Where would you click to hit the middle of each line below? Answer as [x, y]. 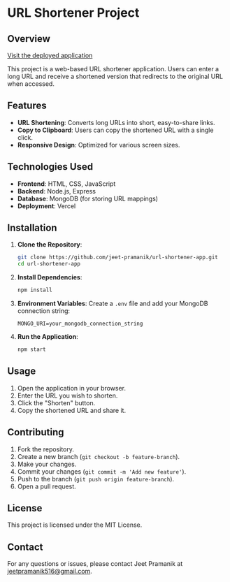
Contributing [36, 432]
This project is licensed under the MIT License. [75, 525]
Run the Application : [48, 337]
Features [27, 106]
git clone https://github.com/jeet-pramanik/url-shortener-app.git [117, 257]
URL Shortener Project [73, 13]
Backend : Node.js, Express [57, 191]
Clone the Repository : [50, 245]
